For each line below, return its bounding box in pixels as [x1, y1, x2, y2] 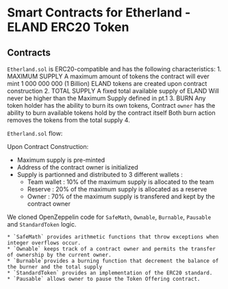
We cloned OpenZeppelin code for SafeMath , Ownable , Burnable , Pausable [7, 213, 212, 221]
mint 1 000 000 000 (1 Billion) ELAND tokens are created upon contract [7, 80, 207, 87]
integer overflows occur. [7, 240, 81, 246]
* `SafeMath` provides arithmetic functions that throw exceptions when [7, 233, 219, 240]
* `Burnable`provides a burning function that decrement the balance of [7, 257, 219, 264]
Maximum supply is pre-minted [16, 156, 105, 164]
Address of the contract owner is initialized [16, 163, 138, 171]
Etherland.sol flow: [7, 129, 63, 137]
